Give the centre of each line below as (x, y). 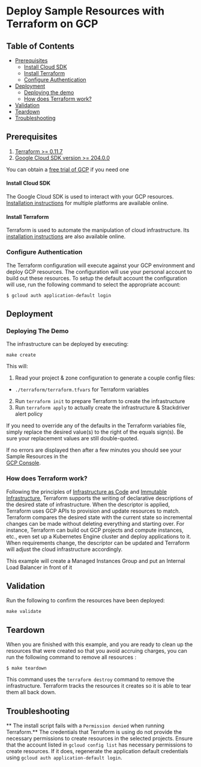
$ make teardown (26, 668)
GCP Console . (23, 463)
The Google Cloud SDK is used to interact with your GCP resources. (90, 197)
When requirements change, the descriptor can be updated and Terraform (98, 543)
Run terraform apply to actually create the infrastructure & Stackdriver (102, 408)
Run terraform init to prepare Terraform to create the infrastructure (100, 401)
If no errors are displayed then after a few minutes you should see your (94, 450)
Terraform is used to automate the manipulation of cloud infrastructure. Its (98, 230)
